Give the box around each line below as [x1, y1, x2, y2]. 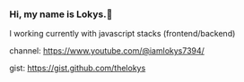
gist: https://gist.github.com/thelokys [9, 62, 146, 74]
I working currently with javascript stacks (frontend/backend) [9, 29, 236, 39]
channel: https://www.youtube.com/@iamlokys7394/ [9, 45, 205, 56]
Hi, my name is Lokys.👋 [9, 8, 113, 20]
